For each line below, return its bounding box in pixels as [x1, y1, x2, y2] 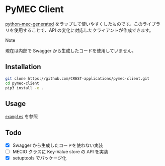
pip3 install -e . [5, 85, 44, 90]
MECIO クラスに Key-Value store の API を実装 [12, 149, 109, 155]
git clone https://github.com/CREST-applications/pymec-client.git [5, 76, 150, 81]
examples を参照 [5, 114, 38, 120]
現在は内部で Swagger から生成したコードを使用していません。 [5, 47, 136, 53]
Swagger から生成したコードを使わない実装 [12, 142, 103, 148]
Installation [5, 63, 41, 71]
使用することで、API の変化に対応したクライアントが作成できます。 [14, 27, 154, 33]
